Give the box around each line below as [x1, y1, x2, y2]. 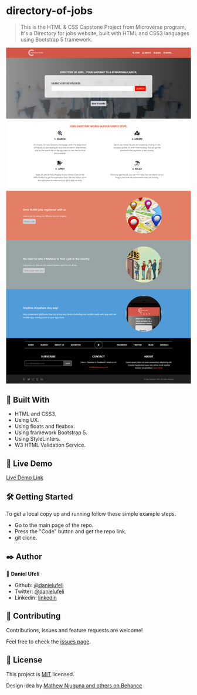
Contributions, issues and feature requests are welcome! [6, 626, 143, 633]
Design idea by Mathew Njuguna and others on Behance [6, 682, 142, 689]
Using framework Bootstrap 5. [14, 429, 87, 436]
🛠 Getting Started [6, 492, 73, 502]
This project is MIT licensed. [6, 670, 74, 677]
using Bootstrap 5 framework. [20, 36, 93, 43]
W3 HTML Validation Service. [14, 441, 86, 449]
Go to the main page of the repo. [14, 522, 94, 529]
